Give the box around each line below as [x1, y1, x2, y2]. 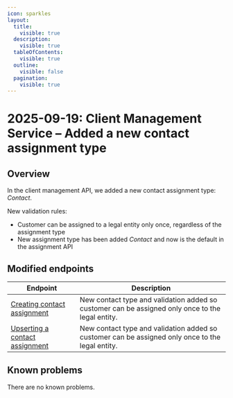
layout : [7, 17, 30, 24]
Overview [7, 168, 51, 180]
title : [13, 23, 33, 30]
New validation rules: [7, 207, 67, 216]
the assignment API [17, 243, 74, 251]
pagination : [13, 74, 49, 82]
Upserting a [10, 324, 49, 334]
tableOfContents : [13, 49, 64, 56]
